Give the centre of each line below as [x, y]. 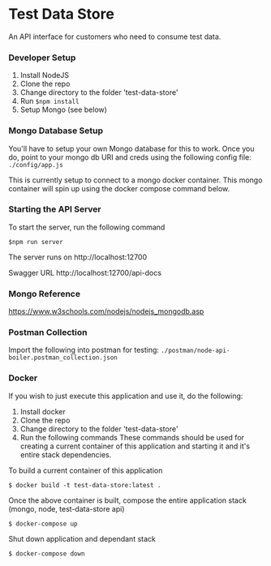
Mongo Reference [45, 294]
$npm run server [36, 242]
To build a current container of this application [86, 470]
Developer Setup [42, 58]
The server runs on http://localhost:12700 [78, 257]
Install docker [43, 411]
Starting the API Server [55, 209]
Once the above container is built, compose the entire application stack [128, 500]
